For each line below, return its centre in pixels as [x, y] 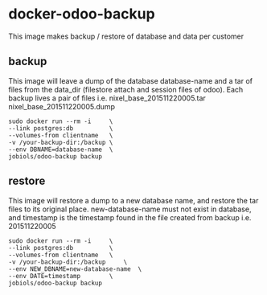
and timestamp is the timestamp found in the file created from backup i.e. [130, 217]
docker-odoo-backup [82, 14]
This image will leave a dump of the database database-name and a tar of [131, 80]
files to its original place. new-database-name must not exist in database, [130, 209]
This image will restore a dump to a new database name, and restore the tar [133, 200]
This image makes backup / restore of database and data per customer [126, 36]
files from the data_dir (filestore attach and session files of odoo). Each [126, 89]
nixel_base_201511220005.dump [62, 106]
